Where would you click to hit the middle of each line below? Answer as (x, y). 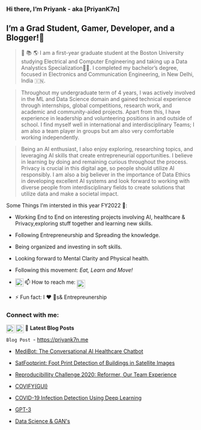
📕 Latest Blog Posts (49, 328)
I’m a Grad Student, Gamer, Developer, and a (91, 29)
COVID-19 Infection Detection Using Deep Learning (78, 398)
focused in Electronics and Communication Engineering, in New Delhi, (107, 74)
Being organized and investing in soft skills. (68, 247)
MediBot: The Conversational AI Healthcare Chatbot (79, 351)
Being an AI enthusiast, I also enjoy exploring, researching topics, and (107, 149)
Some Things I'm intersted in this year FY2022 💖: (67, 205)
